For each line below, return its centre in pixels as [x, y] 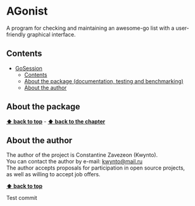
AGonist [27, 11]
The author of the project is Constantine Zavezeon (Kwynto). [82, 155]
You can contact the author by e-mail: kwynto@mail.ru [74, 162]
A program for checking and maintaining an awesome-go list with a [91, 28]
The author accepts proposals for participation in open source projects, [96, 168]
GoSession [29, 68]
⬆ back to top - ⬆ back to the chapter [56, 121]
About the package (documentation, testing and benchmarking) [104, 81]
